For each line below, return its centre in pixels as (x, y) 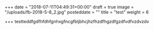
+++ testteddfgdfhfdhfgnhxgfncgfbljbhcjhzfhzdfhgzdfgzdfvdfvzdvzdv (77, 22)
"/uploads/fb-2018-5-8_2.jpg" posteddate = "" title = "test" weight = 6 (77, 12)
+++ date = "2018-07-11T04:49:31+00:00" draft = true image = (69, 7)
